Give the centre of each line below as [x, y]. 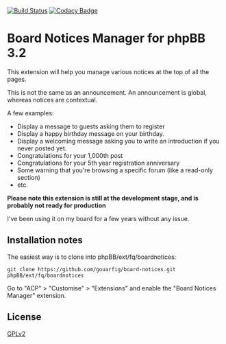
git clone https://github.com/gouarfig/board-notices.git [91, 269]
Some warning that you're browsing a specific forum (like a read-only [115, 170]
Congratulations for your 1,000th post [70, 155]
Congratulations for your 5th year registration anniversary [98, 163]
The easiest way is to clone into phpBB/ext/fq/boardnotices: [92, 257]
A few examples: [30, 113]
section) [29, 177]
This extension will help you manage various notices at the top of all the [108, 71]
